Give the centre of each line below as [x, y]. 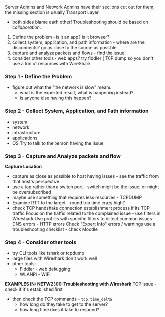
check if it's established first [34, 289]
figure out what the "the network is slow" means [62, 87]
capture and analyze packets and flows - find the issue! [69, 53]
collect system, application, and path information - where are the [78, 42]
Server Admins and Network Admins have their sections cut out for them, [80, 7]
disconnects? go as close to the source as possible [64, 48]
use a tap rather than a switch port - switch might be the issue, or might [85, 187]
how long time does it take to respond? [59, 310]
